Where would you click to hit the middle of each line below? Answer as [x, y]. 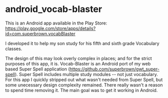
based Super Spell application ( [38, 69]
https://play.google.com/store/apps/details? [51, 28]
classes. [14, 48]
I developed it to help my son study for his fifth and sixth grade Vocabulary [82, 43]
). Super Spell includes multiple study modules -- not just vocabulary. [86, 74]
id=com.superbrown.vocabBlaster [40, 33]
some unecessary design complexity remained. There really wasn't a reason [84, 85]
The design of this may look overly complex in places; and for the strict [78, 58]
